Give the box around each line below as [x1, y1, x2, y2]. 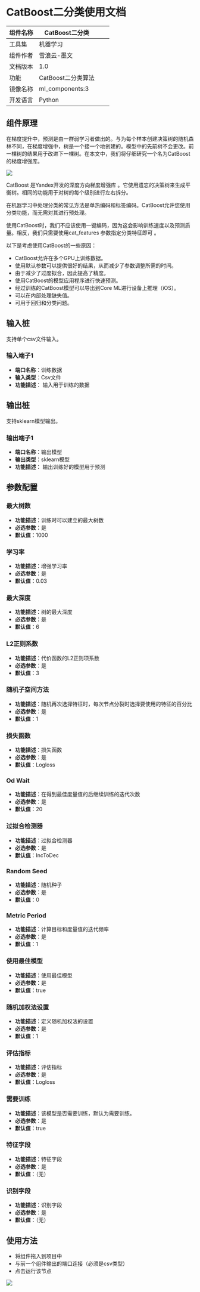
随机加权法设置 [6, 1003, 49, 1011]
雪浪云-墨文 [39, 51, 73, 60]
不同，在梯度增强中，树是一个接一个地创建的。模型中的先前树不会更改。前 [11, 143, 194, 150]
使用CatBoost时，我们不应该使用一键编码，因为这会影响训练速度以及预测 [6, 221, 186, 228]
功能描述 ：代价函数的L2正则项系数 [14, 654, 100, 662]
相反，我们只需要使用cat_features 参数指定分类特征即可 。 [16, 229, 160, 236]
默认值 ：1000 [14, 531, 48, 539]
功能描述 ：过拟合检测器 [14, 836, 73, 844]
